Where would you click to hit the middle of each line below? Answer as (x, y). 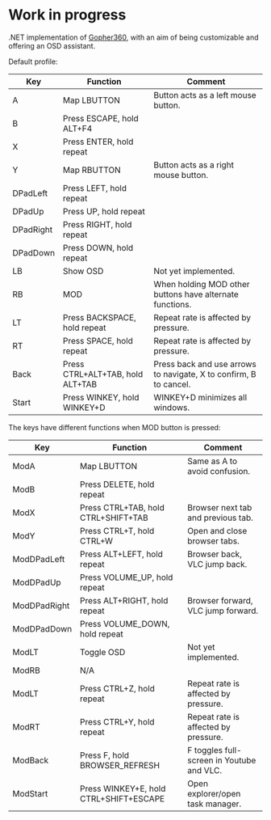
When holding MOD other (201, 284)
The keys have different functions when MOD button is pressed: (115, 427)
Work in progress (67, 15)
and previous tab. (221, 518)
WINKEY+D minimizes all (200, 397)
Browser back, (215, 554)
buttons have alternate (196, 294)
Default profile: (33, 61)
